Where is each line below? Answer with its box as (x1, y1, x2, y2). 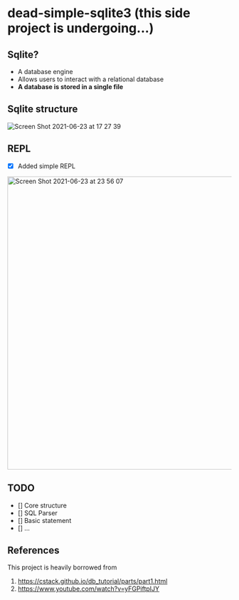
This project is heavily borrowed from (7, 563, 117, 571)
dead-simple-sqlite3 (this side (7, 5, 191, 21)
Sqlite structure (7, 103, 78, 115)
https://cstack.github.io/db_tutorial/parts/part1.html (17, 577, 168, 586)
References (7, 544, 60, 557)
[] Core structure (17, 501, 68, 510)
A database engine (17, 68, 73, 76)
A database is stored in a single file (17, 83, 124, 90)
